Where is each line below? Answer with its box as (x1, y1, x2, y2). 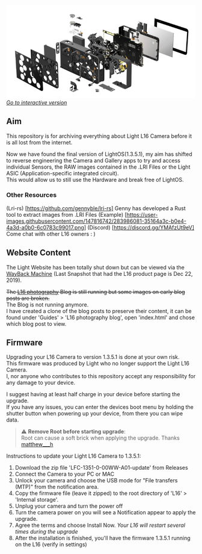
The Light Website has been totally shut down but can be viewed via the (6, 264, 185, 271)
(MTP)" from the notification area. (14, 484, 99, 491)
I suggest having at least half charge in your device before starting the (6, 391, 180, 398)
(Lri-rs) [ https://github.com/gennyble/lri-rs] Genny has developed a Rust (6, 204, 186, 212)
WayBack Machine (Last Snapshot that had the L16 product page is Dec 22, (6, 270, 194, 277)
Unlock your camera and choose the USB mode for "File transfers (14, 477, 178, 484)
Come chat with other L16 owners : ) (6, 230, 96, 237)
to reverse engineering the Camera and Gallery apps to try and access (6, 157, 180, 164)
